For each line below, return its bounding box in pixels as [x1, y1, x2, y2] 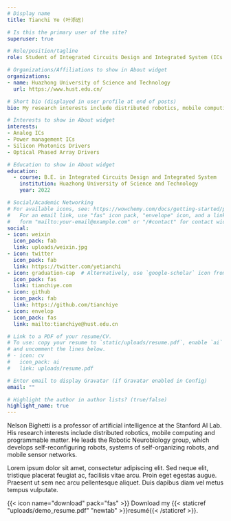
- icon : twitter [7, 250, 54, 257]
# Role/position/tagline [7, 47, 78, 55]
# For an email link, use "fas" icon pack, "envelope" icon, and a [7, 212, 211, 219]
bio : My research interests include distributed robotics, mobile [7, 104, 201, 111]
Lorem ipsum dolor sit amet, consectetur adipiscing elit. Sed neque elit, [7, 464, 208, 472]
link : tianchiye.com [13, 282, 72, 289]
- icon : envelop [7, 307, 54, 315]
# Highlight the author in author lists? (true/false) [7, 396, 168, 403]
